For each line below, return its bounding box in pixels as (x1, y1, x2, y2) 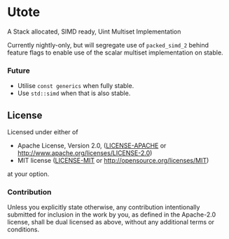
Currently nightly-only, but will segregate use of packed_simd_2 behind (7, 41, 209, 49)
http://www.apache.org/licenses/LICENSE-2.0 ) (17, 149, 153, 157)
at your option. (7, 170, 50, 178)
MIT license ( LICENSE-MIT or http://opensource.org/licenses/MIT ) (17, 157, 209, 165)
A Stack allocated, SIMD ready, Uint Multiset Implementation (7, 27, 181, 36)
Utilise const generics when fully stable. (17, 82, 134, 90)
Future (7, 66, 30, 75)
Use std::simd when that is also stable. (17, 89, 131, 98)
